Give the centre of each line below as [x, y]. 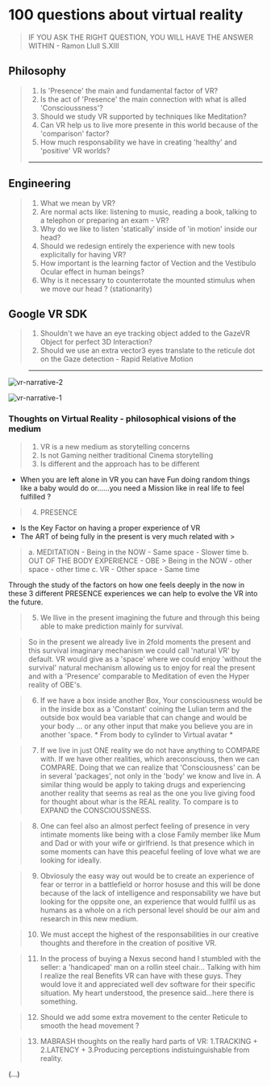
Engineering [40, 184]
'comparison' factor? [75, 133]
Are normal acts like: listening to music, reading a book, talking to [148, 211]
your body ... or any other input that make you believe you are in [146, 726]
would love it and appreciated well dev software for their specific [148, 984]
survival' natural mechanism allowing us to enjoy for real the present [142, 667]
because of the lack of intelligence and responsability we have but [150, 892]
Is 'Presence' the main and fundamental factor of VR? [129, 90]
